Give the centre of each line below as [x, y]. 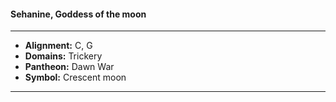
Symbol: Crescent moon [75, 77]
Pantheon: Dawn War [69, 67]
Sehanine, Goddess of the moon [78, 14]
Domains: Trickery [63, 56]
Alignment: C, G [58, 46]
